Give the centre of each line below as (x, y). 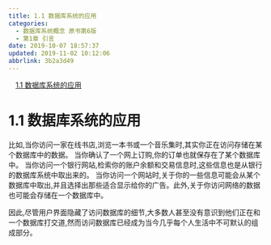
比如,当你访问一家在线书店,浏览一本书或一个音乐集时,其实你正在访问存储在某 (135, 144)
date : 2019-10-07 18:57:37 (54, 46)
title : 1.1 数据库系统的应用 (53, 16)
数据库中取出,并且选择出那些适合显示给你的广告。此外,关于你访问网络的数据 (135, 185)
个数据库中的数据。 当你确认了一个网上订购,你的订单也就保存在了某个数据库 (134, 154)
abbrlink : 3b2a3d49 (41, 61)
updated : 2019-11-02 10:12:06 (59, 53)
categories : (28, 23)
